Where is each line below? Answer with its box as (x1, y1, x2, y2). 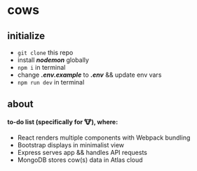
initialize (7, 30, 46, 42)
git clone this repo (17, 48, 74, 57)
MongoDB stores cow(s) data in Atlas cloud (17, 156, 143, 164)
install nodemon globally (17, 56, 90, 64)
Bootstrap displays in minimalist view (17, 140, 125, 149)
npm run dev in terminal (17, 78, 85, 86)
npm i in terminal (17, 64, 66, 71)
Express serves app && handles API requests (17, 148, 147, 156)
